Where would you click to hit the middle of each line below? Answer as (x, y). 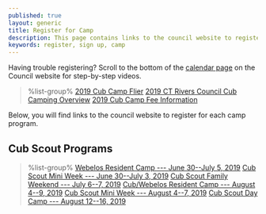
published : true (35, 15)
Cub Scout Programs (61, 149)
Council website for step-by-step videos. (75, 76)
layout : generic (35, 23)
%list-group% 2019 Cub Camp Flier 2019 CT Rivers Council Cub (132, 91)
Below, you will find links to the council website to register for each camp (127, 115)
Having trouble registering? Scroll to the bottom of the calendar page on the (132, 67)
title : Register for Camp (51, 30)
